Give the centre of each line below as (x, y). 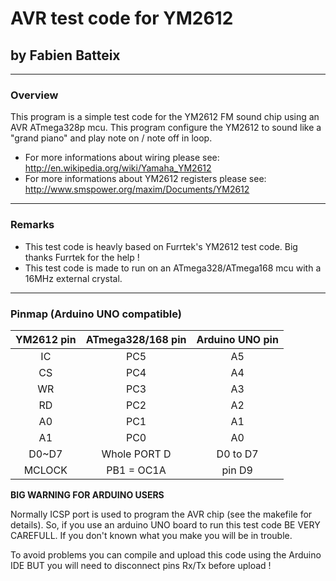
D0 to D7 (237, 454)
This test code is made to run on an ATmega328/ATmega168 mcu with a (173, 268)
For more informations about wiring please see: (122, 158)
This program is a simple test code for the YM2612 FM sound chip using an (165, 117)
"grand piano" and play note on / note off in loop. (111, 138)
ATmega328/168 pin (136, 339)
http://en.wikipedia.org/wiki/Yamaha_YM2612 (118, 168)
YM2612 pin (46, 339)
